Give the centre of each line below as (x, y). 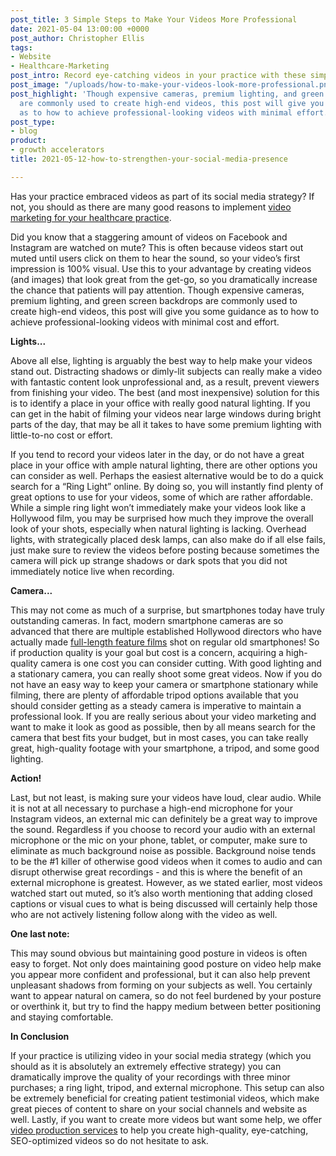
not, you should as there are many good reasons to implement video (151, 207)
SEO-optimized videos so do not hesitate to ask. (109, 1140)
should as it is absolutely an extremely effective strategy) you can (146, 1066)
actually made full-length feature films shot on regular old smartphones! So (165, 642)
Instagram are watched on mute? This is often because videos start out (157, 247)
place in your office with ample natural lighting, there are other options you (164, 465)
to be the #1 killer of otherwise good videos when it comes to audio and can (166, 861)
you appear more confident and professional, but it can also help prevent (160, 974)
